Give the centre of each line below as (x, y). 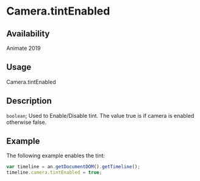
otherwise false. (27, 122)
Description (29, 101)
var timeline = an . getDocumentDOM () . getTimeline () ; (73, 167)
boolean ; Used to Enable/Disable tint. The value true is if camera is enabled (100, 115)
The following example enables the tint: (56, 155)
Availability (28, 34)
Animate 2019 (23, 48)
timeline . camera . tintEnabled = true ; (54, 172)
